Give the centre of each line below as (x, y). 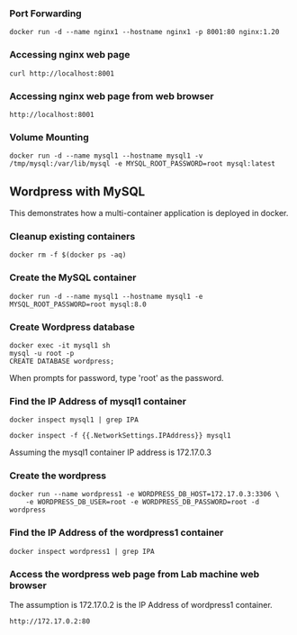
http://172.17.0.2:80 (50, 621)
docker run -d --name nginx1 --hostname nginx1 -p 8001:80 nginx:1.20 (144, 32)
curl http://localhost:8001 (62, 73)
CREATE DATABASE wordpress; (62, 361)
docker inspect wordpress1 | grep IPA (82, 551)
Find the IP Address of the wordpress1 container (117, 532)
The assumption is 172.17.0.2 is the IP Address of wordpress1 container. (141, 605)
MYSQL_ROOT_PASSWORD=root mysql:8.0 (78, 304)
